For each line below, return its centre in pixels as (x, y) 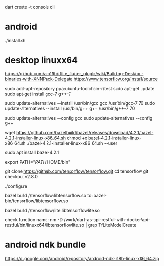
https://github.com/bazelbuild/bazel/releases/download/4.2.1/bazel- (85, 132)
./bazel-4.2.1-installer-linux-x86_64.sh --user (72, 143)
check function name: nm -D (34, 219)
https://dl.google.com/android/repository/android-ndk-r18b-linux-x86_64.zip (82, 258)
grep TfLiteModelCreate (112, 225)
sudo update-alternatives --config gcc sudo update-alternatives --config (79, 118)
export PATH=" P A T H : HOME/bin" (37, 162)
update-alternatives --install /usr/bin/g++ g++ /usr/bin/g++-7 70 (70, 108)
